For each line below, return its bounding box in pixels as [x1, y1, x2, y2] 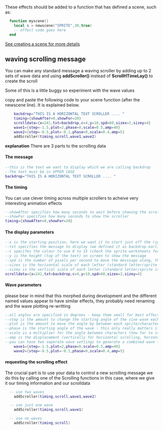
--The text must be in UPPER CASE [5, 169, 75, 174]
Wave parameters [5, 282, 42, 288]
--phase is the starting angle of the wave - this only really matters [5, 326, 153, 331]
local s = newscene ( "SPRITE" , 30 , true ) [14, 23, 92, 28]
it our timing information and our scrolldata [5, 380, 91, 386]
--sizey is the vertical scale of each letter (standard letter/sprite [5, 267, 153, 272]
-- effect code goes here [14, 28, 66, 33]
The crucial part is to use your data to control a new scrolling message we [5, 370, 153, 376]
